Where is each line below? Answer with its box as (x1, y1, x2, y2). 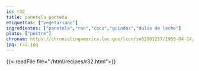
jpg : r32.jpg (6, 42, 38, 48)
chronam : (6, 36, 28, 42)
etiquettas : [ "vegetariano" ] (6, 20, 78, 25)
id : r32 (6, 8, 25, 15)
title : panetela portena (6, 14, 68, 20)
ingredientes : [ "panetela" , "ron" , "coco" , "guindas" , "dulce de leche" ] (6, 25, 182, 31)
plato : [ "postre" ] (6, 31, 52, 37)
